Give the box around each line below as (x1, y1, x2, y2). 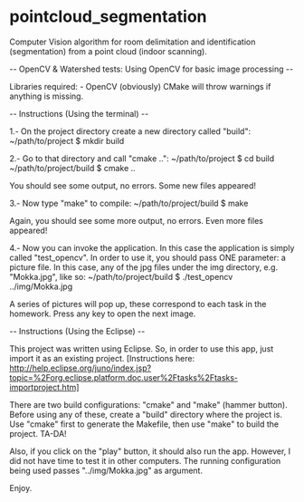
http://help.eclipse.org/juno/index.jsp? (9, 362, 152, 373)
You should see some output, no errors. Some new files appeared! (9, 179, 256, 191)
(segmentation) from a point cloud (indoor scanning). (9, 45, 208, 56)
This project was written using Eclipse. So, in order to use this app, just (9, 343, 274, 354)
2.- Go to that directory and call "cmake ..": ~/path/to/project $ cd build (9, 152, 275, 164)
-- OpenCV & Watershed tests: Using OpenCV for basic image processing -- (9, 63, 294, 74)
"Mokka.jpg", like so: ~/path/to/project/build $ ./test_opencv (9, 271, 233, 282)
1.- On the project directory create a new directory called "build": (9, 125, 252, 137)
